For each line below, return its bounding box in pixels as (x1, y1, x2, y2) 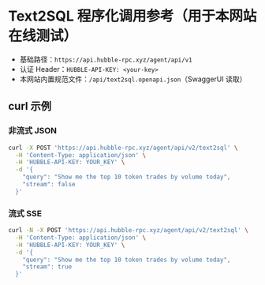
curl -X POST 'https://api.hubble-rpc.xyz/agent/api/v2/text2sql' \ (8, 144, 238, 152)
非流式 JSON (8, 126, 58, 137)
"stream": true (22, 263, 73, 271)
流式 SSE (8, 208, 42, 219)
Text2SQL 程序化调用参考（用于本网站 (8, 7, 257, 25)
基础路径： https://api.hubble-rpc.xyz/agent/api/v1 (19, 54, 192, 64)
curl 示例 (8, 99, 51, 113)
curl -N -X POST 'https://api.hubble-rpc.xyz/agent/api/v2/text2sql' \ (8, 227, 248, 234)
